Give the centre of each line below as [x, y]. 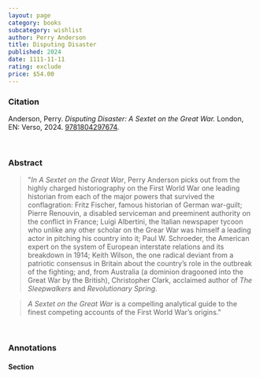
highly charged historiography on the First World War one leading [134, 188]
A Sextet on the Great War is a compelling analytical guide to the [132, 304]
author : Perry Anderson [47, 37]
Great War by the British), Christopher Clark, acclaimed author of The [140, 280]
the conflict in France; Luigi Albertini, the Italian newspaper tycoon [135, 222]
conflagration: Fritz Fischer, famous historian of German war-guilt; [135, 205]
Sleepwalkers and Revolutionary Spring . [92, 289]
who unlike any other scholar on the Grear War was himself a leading [139, 230]
